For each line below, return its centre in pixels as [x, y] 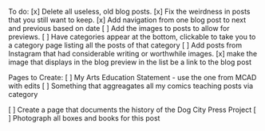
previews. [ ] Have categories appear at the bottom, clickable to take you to [132, 37]
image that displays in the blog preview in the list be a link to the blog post [130, 62]
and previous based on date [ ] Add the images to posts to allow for [119, 28]
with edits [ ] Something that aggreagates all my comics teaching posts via [131, 86]
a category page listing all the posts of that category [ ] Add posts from [125, 45]
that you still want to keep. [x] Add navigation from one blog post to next [127, 20]
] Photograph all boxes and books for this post [84, 118]
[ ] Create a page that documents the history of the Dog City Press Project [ [132, 110]
